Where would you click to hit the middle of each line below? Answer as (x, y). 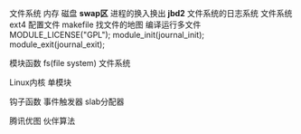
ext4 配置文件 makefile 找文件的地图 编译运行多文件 (105, 24)
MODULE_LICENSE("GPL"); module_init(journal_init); (107, 35)
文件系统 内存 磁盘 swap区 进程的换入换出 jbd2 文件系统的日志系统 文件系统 (151, 13)
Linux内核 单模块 (41, 82)
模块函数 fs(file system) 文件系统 (70, 63)
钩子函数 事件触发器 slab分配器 (67, 101)
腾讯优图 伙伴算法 (42, 121)
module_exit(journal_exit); (57, 44)
